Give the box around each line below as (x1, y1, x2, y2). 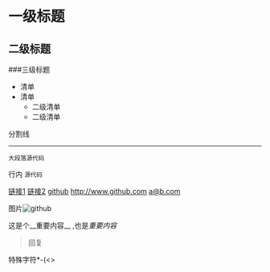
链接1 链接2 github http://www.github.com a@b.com (8, 187, 181, 196)
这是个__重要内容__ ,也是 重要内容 (8, 220, 117, 230)
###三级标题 (8, 65, 51, 74)
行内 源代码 (8, 170, 43, 179)
